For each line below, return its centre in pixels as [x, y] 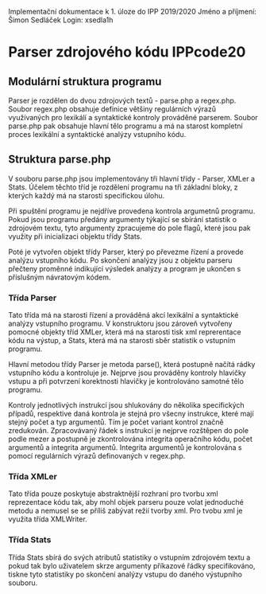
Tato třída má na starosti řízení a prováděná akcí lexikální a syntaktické [123, 315]
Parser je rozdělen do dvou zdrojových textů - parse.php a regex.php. [122, 100]
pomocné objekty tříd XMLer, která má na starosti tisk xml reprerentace [125, 332]
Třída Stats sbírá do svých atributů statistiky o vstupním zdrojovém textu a [129, 557]
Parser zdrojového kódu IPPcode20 [127, 52]
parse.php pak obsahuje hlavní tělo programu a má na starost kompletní [126, 126]
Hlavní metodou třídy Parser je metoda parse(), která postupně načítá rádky [132, 365]
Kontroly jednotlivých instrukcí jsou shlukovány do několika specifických [126, 405]
